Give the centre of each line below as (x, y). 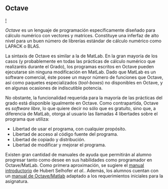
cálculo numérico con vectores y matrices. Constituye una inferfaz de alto (82, 35)
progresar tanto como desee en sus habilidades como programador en (79, 160)
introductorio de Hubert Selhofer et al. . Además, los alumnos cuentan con (82, 170)
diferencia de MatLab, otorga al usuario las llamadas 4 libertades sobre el (81, 114)
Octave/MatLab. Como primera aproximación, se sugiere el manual (75, 165)
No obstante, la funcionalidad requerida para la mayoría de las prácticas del (84, 98)
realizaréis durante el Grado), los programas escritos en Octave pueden (80, 66)
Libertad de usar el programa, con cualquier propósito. (69, 129)
